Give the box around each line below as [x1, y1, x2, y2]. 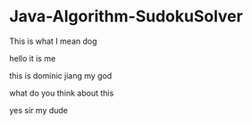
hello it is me [9, 53, 56, 63]
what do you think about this [9, 87, 114, 98]
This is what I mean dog [9, 36, 97, 46]
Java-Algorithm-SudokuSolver [9, 6, 243, 27]
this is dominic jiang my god [9, 70, 113, 81]
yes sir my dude [9, 104, 69, 115]
